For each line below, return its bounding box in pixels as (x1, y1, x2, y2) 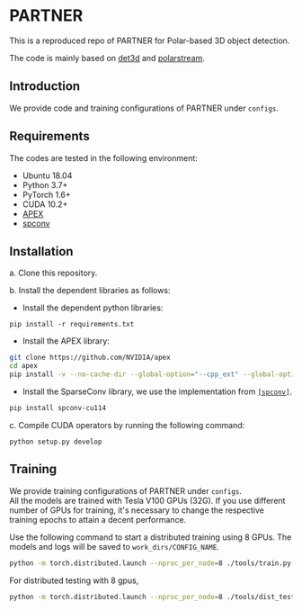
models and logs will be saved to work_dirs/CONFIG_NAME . (9, 541, 220, 552)
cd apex (9, 362, 39, 371)
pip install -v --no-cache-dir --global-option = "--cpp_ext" (9, 370, 240, 379)
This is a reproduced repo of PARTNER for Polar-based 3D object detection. (9, 35, 290, 46)
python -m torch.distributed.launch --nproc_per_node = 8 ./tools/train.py (9, 559, 292, 568)
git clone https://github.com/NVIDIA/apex (9, 353, 171, 363)
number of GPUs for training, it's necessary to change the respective (9, 505, 265, 516)
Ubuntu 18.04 (22, 170, 73, 181)
